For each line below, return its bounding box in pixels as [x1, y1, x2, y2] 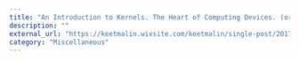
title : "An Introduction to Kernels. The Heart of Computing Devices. [9, 12, 277, 22]
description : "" [9, 21, 69, 30]
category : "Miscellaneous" [9, 37, 109, 47]
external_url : [9, 29, 62, 38]
